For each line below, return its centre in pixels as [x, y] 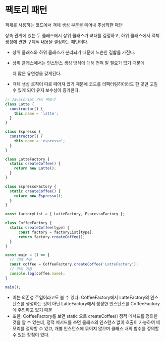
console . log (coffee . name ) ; [37, 273]
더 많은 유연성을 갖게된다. [37, 73]
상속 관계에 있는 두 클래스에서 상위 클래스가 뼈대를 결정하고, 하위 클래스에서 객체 [82, 35]
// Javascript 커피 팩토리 [30, 99]
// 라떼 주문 [21, 260]
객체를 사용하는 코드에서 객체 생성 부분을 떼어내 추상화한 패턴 [64, 25]
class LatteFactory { [27, 159]
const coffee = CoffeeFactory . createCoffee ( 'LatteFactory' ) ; [74, 264]
